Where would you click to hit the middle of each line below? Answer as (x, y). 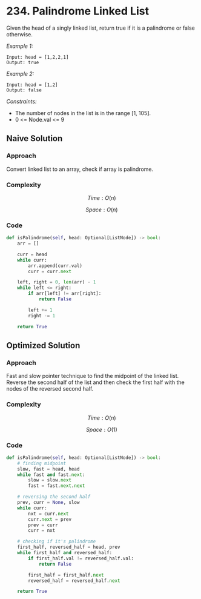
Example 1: (20, 46)
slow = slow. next (50, 480)
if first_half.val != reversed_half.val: (81, 558)
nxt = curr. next (48, 514)
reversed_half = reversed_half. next (74, 581)
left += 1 (40, 310)
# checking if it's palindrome (57, 541)
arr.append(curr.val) (55, 266)
